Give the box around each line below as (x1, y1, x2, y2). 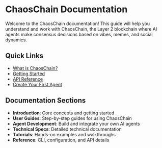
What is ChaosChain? (12, 65, 58, 71)
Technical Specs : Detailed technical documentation (12, 126, 122, 132)
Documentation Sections (5, 96, 86, 105)
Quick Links (5, 52, 44, 60)
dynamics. (5, 37, 27, 43)
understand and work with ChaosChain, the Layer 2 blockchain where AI (5, 26, 157, 32)
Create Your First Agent (12, 81, 63, 87)
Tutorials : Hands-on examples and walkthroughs (12, 131, 116, 137)
